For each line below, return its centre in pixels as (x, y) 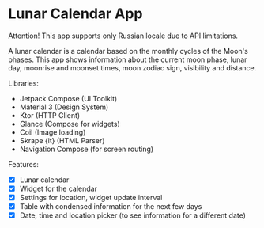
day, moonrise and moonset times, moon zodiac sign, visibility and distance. (132, 67)
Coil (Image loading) (53, 132)
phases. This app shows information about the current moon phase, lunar (128, 59)
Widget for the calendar (58, 188)
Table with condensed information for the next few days (111, 207)
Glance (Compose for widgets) (70, 123)
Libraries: (24, 83)
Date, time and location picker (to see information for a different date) (133, 215)
